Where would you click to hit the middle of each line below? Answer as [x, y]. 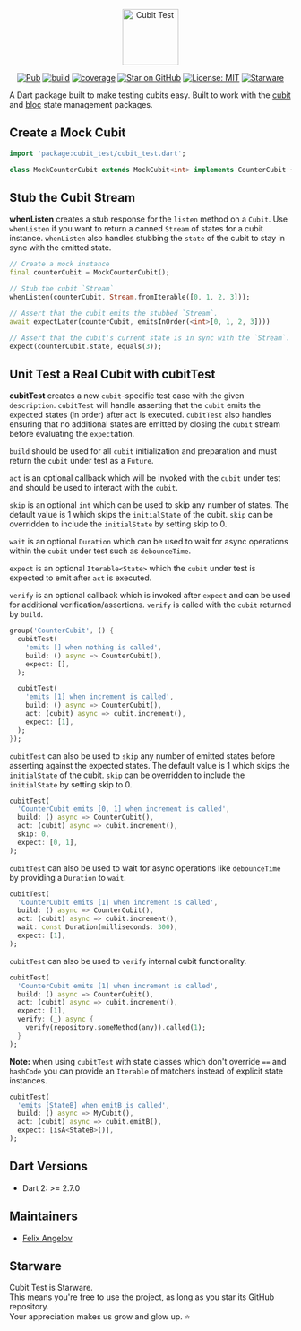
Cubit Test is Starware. [52, 1288]
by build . [26, 614]
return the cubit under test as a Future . [82, 461]
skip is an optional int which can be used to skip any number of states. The [149, 505]
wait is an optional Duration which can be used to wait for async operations [149, 542]
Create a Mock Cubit [68, 133]
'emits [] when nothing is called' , [94, 647]
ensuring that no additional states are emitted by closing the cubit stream [145, 424]
